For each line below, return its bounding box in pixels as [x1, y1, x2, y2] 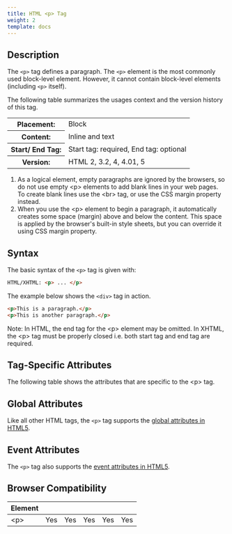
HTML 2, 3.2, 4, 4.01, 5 [68, 157, 146, 166]
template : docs [7, 23, 52, 30]
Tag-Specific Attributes [7, 359, 112, 371]
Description [7, 49, 59, 61]
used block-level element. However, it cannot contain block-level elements [7, 74, 221, 84]
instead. [17, 198, 41, 206]
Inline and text [68, 132, 115, 141]
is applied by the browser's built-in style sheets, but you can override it [17, 220, 222, 228]
